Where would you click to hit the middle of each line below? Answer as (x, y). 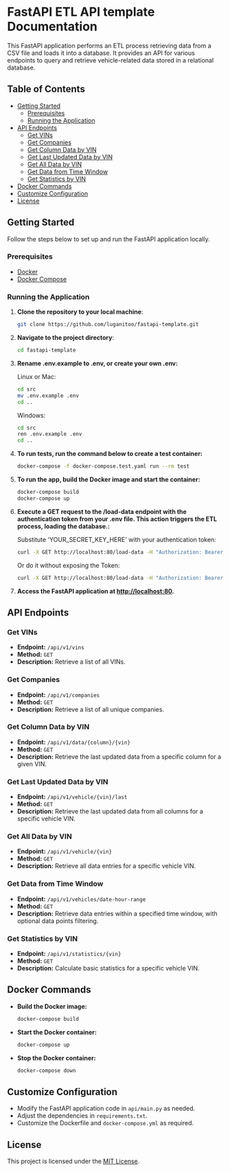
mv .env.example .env (48, 395)
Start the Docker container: (57, 1032)
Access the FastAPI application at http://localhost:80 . (95, 591)
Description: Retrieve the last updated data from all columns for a (110, 812)
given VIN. (32, 763)
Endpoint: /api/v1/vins (50, 647)
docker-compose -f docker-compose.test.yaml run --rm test (103, 466)
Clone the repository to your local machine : (80, 312)
